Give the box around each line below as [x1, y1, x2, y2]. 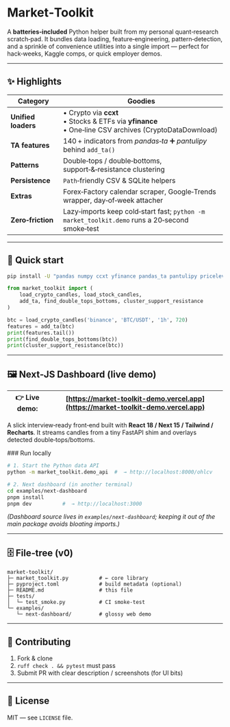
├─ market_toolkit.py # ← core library [7, 575, 149, 582]
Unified [10, 112, 36, 122]
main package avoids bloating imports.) [7, 520, 120, 528]
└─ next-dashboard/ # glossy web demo [16, 611, 152, 618]
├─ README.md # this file [7, 587, 133, 594]
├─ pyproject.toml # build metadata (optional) [7, 581, 183, 588]
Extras [10, 191, 32, 201]
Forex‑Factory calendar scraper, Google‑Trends [62, 187, 217, 197]
